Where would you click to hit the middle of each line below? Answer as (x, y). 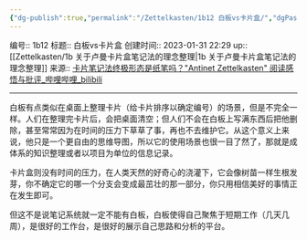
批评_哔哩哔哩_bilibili (64, 79)
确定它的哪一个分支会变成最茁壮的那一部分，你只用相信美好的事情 (165, 183)
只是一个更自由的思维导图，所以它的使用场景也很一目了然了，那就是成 (165, 141)
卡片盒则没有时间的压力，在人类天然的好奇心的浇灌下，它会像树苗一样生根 (149, 172)
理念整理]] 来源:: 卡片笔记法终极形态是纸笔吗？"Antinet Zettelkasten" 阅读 (148, 68)
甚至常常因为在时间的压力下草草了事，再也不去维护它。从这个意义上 (153, 130)
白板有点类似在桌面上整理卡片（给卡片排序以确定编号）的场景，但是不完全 (149, 107)
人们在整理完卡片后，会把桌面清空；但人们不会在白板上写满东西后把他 (157, 119)
